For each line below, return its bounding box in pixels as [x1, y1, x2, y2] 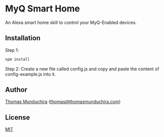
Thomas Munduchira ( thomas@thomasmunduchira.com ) [5, 99, 121, 105]
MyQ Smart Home [5, 3, 80, 14]
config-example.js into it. [5, 71, 56, 77]
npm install [5, 57, 30, 62]
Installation [5, 34, 41, 42]
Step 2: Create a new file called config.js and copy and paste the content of [5, 66, 160, 72]
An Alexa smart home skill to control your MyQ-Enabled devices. [5, 19, 137, 25]
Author [5, 86, 27, 94]
